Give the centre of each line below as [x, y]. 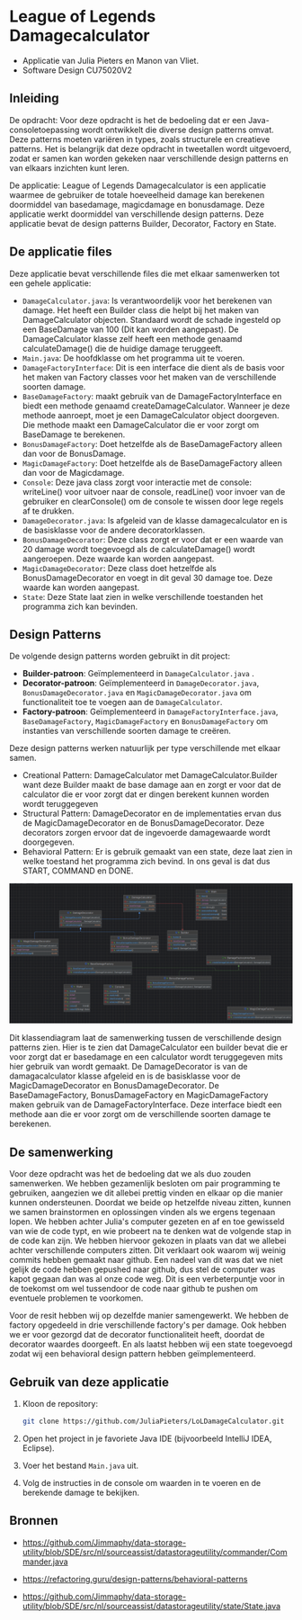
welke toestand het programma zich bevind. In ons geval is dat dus [146, 862]
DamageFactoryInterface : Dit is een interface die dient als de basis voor [153, 367]
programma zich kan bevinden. [80, 606]
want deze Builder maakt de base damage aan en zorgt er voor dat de [151, 785]
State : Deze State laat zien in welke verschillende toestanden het [142, 596]
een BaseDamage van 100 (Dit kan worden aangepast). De [130, 329]
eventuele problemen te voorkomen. [76, 1298]
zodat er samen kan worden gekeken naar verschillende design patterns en [149, 158]
